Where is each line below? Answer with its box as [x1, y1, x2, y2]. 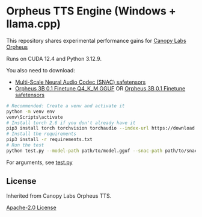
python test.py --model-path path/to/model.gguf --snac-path [6, 148, 163, 154]
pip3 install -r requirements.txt [6, 137, 93, 143]
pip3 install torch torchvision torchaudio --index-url [6, 125, 149, 131]
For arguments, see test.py [6, 159, 73, 166]
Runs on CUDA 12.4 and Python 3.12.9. [6, 55, 102, 62]
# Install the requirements [6, 131, 77, 137]
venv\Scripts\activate [6, 114, 63, 120]
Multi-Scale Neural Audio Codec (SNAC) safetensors [14, 78, 146, 86]
